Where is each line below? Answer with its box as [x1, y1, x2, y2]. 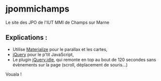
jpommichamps [5, 3, 70, 15]
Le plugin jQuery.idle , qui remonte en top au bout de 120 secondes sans [12, 57, 157, 63]
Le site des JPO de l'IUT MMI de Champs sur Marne [5, 19, 110, 25]
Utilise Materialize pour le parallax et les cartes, [12, 46, 108, 52]
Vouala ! [5, 71, 22, 77]
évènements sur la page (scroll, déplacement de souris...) [12, 62, 128, 67]
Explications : [5, 33, 48, 42]
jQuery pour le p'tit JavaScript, [12, 51, 74, 57]
